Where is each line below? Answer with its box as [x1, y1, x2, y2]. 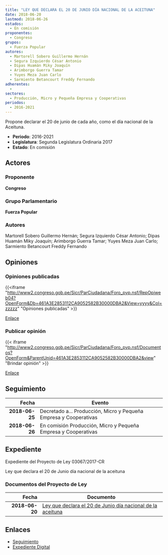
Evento [91, 399, 109, 406]
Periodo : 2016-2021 [12, 133, 53, 139]
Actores [5, 158, 31, 167]
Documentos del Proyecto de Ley [5, 480, 87, 487]
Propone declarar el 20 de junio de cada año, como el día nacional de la [5, 118, 153, 124]
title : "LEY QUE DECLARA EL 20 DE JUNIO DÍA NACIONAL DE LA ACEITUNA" [5, 7, 155, 12]
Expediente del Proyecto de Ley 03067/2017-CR [5, 458, 105, 464]
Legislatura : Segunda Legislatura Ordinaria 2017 [12, 139, 112, 145]
